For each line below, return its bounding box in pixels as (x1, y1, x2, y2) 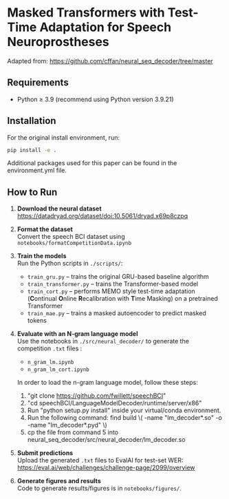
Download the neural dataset (17, 204, 102, 213)
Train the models (17, 252, 67, 260)
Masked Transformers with (7, 5, 165, 21)
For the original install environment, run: (7, 133, 120, 142)
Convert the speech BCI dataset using (17, 233, 125, 241)
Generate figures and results (17, 477, 101, 485)
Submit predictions (17, 449, 74, 457)
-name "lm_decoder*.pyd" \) (27, 421, 108, 429)
